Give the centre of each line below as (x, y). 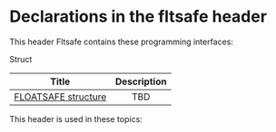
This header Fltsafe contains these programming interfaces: (122, 42)
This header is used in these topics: (76, 118)
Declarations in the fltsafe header (138, 17)
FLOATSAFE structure (60, 97)
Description (141, 81)
